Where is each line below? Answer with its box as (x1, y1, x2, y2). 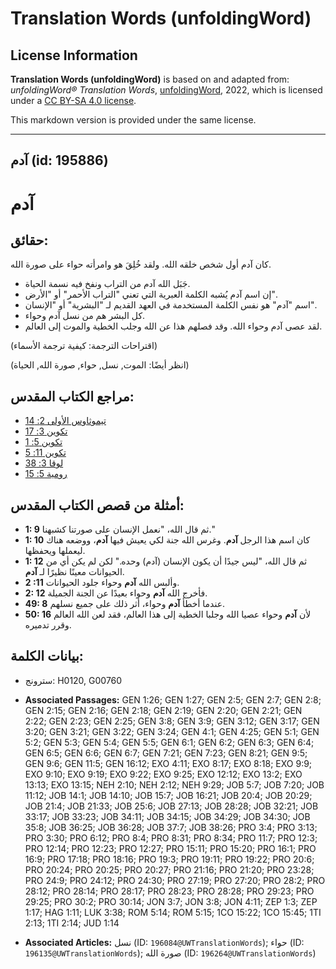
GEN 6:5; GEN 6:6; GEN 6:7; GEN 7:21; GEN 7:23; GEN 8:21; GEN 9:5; (24, 747, 308, 759)
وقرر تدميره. (24, 619, 72, 631)
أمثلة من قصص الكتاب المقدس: (10, 497, 185, 514)
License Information (10, 47, 138, 64)
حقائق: (10, 232, 49, 249)
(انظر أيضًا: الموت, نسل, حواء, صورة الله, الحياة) (10, 359, 190, 371)
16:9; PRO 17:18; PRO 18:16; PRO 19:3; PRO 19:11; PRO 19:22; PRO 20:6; (24, 853, 315, 865)
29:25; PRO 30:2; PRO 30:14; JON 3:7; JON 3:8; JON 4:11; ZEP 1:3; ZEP (24, 895, 318, 907)
